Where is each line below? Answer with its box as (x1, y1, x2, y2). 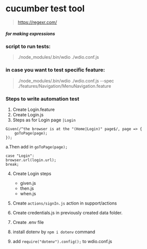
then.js (20, 185, 34, 191)
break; (5, 162, 19, 167)
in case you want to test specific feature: (5, 67, 105, 73)
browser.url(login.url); (5, 157, 57, 163)
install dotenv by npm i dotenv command (12, 229, 95, 235)
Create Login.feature (12, 107, 55, 112)
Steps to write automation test (5, 95, 80, 102)
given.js (20, 180, 36, 186)
